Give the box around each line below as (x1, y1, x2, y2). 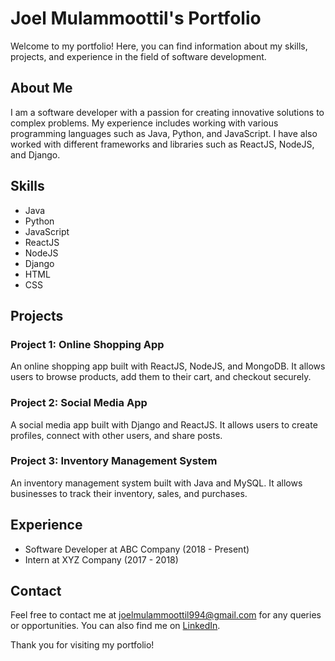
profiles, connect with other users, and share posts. (10, 429, 223, 441)
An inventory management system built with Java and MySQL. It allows (10, 477, 303, 489)
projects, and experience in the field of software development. (10, 50, 267, 62)
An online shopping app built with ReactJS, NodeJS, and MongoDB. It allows (10, 360, 326, 372)
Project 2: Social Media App (10, 396, 148, 410)
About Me (10, 80, 73, 97)
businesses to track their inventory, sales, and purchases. (10, 487, 248, 499)
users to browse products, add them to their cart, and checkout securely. (10, 371, 312, 383)
